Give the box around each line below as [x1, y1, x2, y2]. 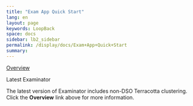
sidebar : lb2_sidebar [6, 37, 61, 43]
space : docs [6, 31, 36, 37]
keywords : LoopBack [6, 25, 55, 32]
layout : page [6, 20, 39, 26]
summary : [6, 48, 28, 54]
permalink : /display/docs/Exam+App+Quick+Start [6, 43, 128, 49]
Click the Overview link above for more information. [6, 93, 135, 101]
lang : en [6, 14, 28, 20]
